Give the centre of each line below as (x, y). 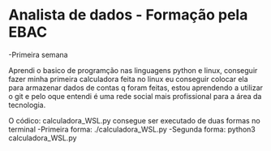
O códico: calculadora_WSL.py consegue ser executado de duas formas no (135, 120)
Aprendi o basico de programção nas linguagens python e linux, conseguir (133, 70)
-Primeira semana (38, 54)
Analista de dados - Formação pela (128, 15)
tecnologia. (27, 105)
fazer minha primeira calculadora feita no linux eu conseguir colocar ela (129, 79)
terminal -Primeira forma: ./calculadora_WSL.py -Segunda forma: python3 (132, 129)
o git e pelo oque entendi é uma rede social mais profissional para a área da (135, 96)
